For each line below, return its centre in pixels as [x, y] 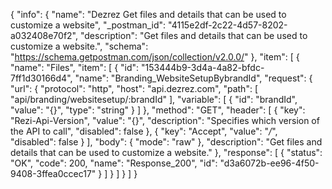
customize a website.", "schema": [79, 46]
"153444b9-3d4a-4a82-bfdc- [203, 67]
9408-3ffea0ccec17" [53, 173]
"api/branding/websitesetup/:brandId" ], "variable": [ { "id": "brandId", [154, 99]
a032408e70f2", [44, 35]
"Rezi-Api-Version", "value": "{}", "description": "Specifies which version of [165, 120]
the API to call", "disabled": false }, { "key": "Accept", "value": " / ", [144, 131]
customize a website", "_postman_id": [88, 25]
